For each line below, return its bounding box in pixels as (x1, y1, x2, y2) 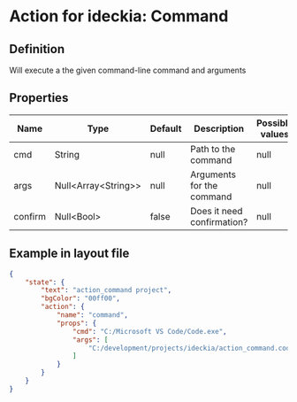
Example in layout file (9, 246, 130, 261)
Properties (9, 90, 69, 105)
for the (189, 179, 218, 191)
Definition (9, 42, 65, 57)
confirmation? (189, 215, 248, 228)
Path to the (189, 143, 236, 155)
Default (149, 122, 182, 135)
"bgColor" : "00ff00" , (41, 294, 121, 303)
